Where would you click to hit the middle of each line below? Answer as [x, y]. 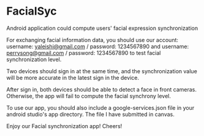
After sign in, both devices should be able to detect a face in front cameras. [102, 89]
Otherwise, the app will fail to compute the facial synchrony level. [89, 96]
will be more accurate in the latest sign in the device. [73, 77]
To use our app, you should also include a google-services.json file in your [100, 107]
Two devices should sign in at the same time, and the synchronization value [102, 71]
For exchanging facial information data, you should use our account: [93, 40]
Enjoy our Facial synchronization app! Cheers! [64, 126]
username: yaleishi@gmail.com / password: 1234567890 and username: [97, 46]
